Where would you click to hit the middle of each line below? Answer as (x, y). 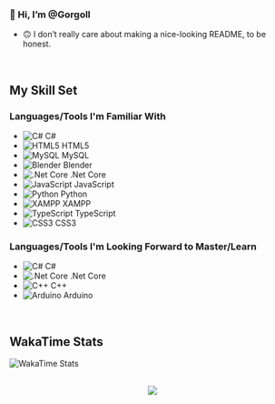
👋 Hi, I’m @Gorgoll (50, 15)
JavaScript (94, 184)
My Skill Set (44, 90)
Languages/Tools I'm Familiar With (88, 116)
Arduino (78, 296)
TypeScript (95, 213)
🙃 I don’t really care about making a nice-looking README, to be (144, 35)
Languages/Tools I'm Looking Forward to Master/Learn (133, 247)
